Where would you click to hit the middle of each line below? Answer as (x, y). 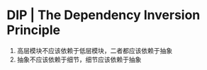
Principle (34, 30)
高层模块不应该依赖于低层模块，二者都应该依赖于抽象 (95, 50)
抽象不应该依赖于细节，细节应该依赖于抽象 (79, 59)
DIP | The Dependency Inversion (103, 15)
